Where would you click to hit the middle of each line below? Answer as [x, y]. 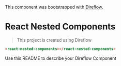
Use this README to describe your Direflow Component [61, 58]
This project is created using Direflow [54, 40]
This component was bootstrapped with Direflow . [54, 7]
